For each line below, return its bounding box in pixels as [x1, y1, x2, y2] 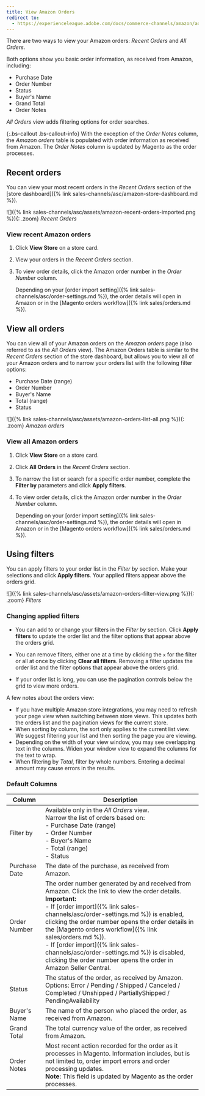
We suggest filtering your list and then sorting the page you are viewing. [15, 732, 197, 739]
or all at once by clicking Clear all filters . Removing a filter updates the [15, 657, 193, 664]
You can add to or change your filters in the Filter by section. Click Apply [15, 626, 199, 633]
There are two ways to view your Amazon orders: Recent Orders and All [6, 37, 187, 45]
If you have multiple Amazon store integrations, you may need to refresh [15, 705, 197, 713]
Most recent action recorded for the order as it [45, 1042, 178, 1050]
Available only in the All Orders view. [45, 806, 149, 814]
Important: [45, 895, 77, 903]
